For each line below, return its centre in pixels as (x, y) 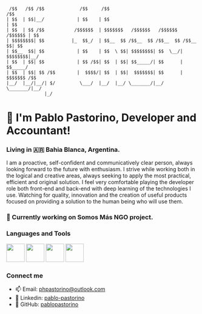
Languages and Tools (39, 234)
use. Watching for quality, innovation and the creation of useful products (97, 195)
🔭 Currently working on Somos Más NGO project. (80, 217)
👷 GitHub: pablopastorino (47, 304)
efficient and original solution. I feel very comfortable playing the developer (100, 182)
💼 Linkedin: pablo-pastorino (50, 298)
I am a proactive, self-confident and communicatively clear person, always (99, 163)
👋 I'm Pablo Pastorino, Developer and (102, 118)
